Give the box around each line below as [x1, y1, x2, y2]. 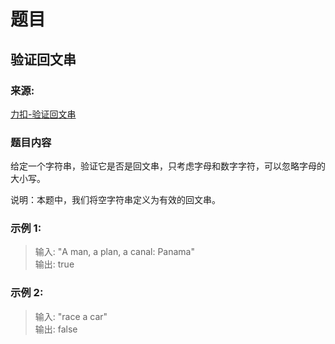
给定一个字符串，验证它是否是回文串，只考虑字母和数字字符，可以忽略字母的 [10, 160, 326, 172]
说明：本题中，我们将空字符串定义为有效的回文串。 [10, 194, 221, 206]
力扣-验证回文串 [10, 108, 77, 120]
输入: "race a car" [34, 310, 108, 322]
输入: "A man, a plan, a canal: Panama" [34, 246, 195, 258]
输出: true [34, 258, 75, 270]
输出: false [34, 323, 78, 335]
